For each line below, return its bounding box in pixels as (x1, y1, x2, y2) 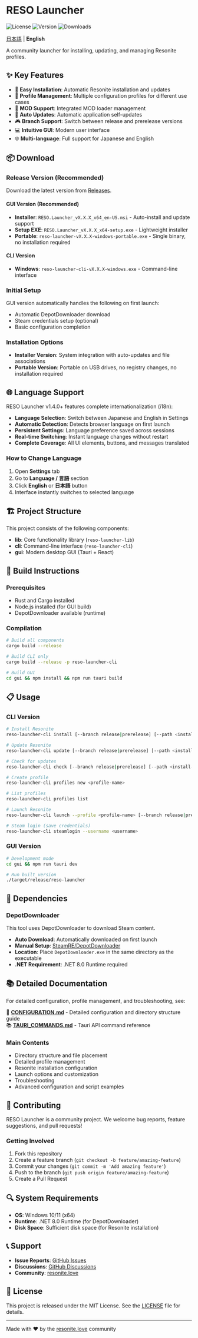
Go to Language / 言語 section (14, 475, 89, 482)
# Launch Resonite (6, 807, 51, 813)
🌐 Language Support (6, 387, 84, 398)
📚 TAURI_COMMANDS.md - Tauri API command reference (6, 1021, 151, 1028)
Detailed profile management (14, 1058, 85, 1065)
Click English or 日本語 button (14, 482, 88, 489)
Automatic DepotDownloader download (14, 311, 111, 318)
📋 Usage (6, 692, 41, 702)
